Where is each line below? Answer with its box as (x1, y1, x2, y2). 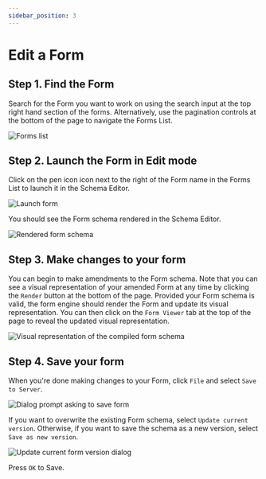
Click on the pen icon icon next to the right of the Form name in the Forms (8, 175, 251, 185)
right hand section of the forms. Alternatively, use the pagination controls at (8, 107, 256, 116)
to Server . (8, 384, 43, 394)
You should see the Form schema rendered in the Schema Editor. (8, 214, 221, 224)
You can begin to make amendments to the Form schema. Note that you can (8, 274, 258, 283)
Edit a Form (8, 45, 84, 64)
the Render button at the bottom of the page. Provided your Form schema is (8, 291, 255, 301)
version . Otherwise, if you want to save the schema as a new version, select (8, 423, 259, 434)
